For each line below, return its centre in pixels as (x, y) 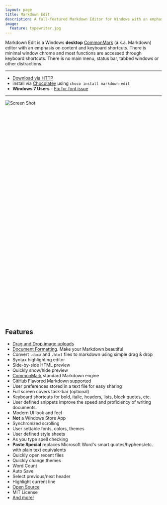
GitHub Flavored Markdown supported (52, 381)
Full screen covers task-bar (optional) (51, 391)
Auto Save (23, 471)
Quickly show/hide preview (40, 370)
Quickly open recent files (38, 455)
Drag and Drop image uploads (43, 344)
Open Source (26, 487)
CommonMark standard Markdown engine (56, 375)
